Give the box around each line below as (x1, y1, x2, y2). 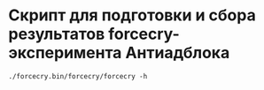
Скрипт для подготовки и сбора (8, 5, 256, 26)
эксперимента (8, 43, 122, 63)
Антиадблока (125, 43, 230, 63)
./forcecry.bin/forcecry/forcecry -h (8, 71, 148, 80)
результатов (8, 24, 105, 44)
